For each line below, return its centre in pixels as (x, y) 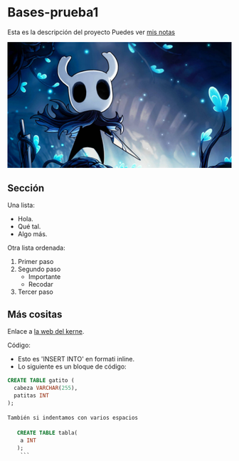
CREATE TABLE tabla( (47, 433)
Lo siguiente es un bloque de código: (72, 366)
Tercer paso (35, 292)
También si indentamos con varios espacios (73, 418)
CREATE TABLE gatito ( (41, 381)
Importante (44, 277)
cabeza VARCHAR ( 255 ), (46, 388)
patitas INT (32, 396)
